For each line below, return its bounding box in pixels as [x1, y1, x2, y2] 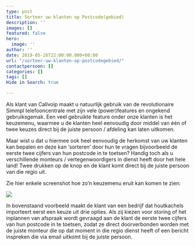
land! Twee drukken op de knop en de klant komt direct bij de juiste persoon [6, 162, 190, 169]
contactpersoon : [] [6, 63, 54, 69]
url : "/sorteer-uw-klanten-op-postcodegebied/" [6, 58, 125, 63]
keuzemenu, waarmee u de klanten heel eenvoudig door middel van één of [6, 120, 187, 126]
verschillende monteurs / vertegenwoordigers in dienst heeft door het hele [6, 156, 186, 163]
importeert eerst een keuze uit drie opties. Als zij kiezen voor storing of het [6, 208, 187, 215]
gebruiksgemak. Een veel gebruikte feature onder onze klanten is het [6, 113, 173, 120]
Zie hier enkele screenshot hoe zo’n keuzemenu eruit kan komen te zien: [6, 180, 181, 187]
